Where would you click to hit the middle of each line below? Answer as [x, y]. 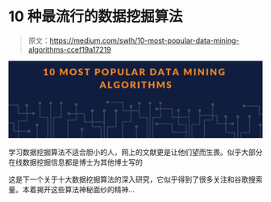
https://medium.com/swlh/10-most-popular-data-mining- [144, 40]
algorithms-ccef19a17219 [69, 49]
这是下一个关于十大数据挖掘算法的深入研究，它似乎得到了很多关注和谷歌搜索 [135, 179]
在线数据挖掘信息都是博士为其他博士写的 [75, 162]
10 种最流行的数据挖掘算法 [96, 17]
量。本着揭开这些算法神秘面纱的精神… [72, 189]
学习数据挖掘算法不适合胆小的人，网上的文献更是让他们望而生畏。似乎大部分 [135, 152]
